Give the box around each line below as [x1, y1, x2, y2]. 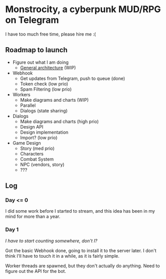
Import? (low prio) [20, 134, 58, 140]
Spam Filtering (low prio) [20, 86, 72, 92]
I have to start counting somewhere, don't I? [5, 237, 98, 244]
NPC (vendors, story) [20, 161, 65, 168]
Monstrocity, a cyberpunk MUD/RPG [5, 4, 161, 15]
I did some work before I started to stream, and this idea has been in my [5, 208, 155, 214]
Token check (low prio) [20, 81, 68, 87]
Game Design [12, 140, 41, 146]
